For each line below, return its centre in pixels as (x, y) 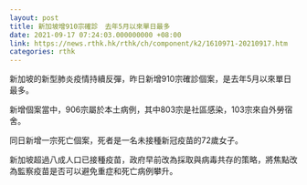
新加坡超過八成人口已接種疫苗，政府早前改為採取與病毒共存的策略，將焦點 (149, 159)
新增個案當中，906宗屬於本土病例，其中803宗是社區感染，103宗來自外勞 (147, 109)
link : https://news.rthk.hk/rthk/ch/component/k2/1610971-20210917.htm (148, 43)
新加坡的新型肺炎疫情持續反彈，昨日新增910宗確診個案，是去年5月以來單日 (151, 79)
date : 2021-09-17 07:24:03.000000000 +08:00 (95, 35)
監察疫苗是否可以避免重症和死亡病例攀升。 (97, 171)
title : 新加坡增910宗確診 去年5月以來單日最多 (90, 26)
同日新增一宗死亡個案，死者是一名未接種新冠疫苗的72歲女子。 (127, 140)
